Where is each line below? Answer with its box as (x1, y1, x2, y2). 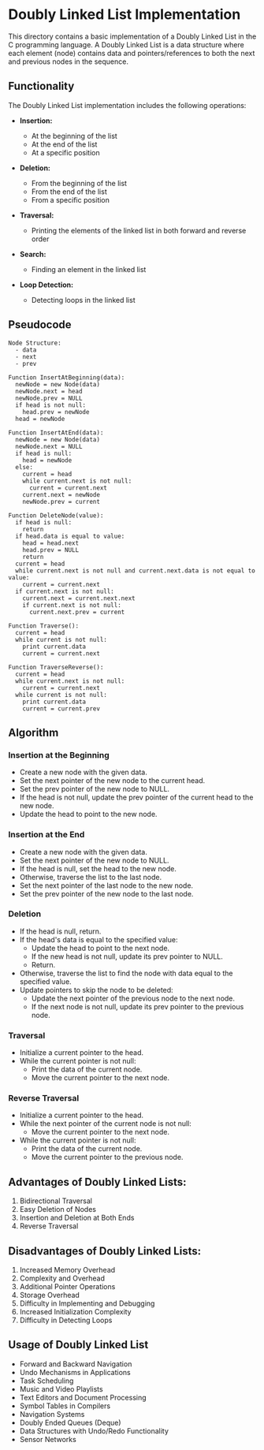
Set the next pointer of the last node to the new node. (19, 881, 194, 890)
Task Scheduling (19, 1376, 74, 1385)
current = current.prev (22, 704, 101, 713)
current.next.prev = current (28, 608, 125, 616)
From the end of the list (31, 187, 108, 196)
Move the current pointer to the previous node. (31, 1153, 184, 1162)
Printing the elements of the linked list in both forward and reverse (31, 226, 247, 235)
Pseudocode (8, 318, 73, 332)
